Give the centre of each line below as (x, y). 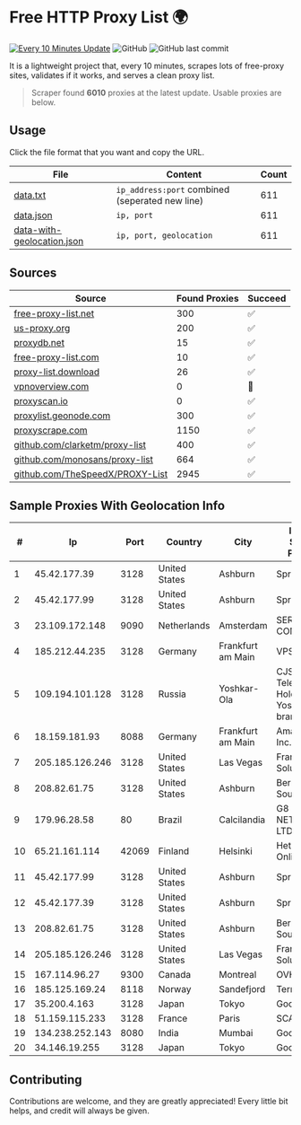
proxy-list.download (57, 372)
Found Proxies (207, 298)
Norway (175, 989)
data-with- (38, 230)
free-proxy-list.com (57, 357)
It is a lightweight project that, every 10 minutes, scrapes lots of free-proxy (147, 66)
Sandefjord (242, 989)
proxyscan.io (41, 400)
